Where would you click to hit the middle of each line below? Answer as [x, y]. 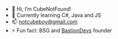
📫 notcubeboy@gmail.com [44, 22]
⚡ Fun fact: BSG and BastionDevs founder [62, 30]
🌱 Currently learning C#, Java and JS [56, 15]
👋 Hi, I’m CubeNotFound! [41, 9]
